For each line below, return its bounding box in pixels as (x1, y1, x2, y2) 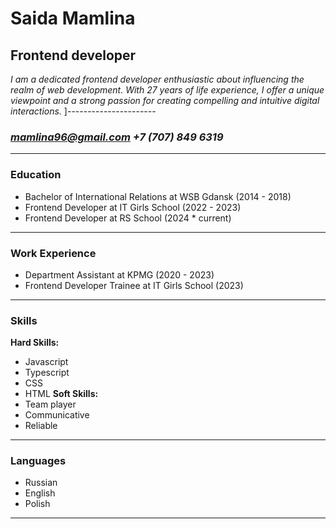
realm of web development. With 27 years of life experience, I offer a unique (10, 84, 325, 96)
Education (10, 168, 62, 182)
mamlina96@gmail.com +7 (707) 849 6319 (10, 130, 224, 144)
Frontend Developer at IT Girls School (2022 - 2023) (24, 201, 242, 213)
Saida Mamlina (10, 7, 136, 30)
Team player (24, 398, 77, 411)
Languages (10, 454, 67, 468)
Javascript (24, 356, 69, 368)
